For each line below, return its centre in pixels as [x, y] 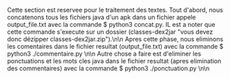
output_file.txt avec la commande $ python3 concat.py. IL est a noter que [111, 24]
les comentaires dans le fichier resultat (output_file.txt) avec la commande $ [115, 46]
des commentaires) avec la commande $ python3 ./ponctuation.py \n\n [108, 68]
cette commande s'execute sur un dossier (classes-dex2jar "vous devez [110, 32]
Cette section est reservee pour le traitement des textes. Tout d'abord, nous [115, 10]
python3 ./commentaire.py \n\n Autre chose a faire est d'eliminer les [104, 54]
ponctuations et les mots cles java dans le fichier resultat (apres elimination [114, 61]
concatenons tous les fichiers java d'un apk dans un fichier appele [102, 17]
